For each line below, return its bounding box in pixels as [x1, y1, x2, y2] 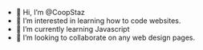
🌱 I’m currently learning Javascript [15, 25, 130, 33]
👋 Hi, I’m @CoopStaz [15, 8, 86, 17]
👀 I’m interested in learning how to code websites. [15, 16, 181, 25]
